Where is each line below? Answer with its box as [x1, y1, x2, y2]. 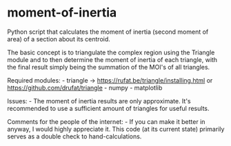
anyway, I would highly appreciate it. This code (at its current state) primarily [7, 125, 225, 133]
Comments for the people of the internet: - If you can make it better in [7, 117, 205, 125]
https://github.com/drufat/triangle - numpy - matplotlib [7, 83, 163, 92]
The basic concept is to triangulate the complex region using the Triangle [7, 48, 215, 56]
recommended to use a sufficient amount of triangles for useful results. [7, 104, 210, 112]
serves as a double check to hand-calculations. [7, 132, 142, 140]
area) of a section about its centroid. [7, 34, 110, 43]
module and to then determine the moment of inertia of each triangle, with [7, 55, 218, 63]
